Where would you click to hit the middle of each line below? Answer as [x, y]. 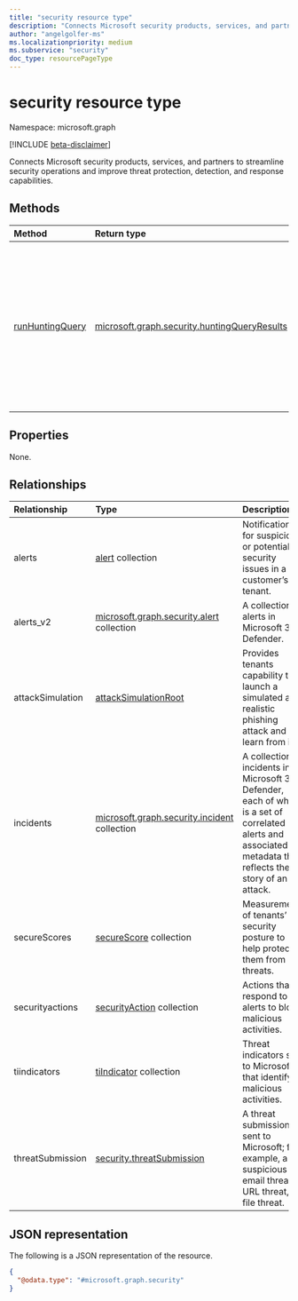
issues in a [264, 569]
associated [265, 845]
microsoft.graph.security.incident [165, 818]
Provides [261, 654]
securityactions [46, 1007]
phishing [260, 720]
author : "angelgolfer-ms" [57, 34]
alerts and [263, 834]
